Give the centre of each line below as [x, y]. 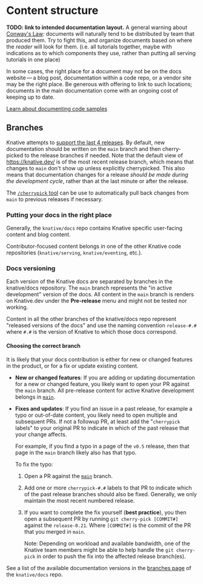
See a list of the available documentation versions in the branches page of [99, 568]
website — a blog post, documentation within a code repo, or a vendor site [99, 78]
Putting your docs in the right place [59, 214]
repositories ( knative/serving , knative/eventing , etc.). [74, 253]
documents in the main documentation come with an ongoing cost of [92, 90]
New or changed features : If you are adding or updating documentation [105, 377]
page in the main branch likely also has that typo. [76, 453]
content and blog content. [38, 234]
